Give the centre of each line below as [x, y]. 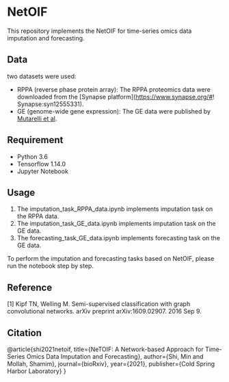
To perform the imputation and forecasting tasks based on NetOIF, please [111, 259]
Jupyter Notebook [42, 171]
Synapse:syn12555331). [50, 104]
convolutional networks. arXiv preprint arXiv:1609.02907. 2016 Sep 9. [104, 311]
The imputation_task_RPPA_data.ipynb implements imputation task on [115, 209]
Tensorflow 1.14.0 [41, 164]
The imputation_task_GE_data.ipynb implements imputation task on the [117, 224]
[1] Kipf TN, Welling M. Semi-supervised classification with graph [99, 304]
